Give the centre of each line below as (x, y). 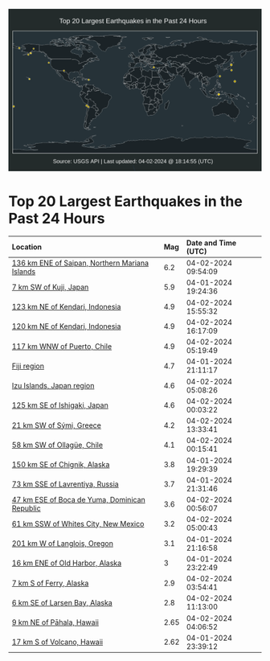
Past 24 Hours (57, 218)
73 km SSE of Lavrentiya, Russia (65, 484)
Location (27, 247)
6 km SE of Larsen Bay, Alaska (62, 602)
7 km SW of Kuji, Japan (50, 287)
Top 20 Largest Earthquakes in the (125, 201)
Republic (27, 508)
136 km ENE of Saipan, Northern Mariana (80, 263)
